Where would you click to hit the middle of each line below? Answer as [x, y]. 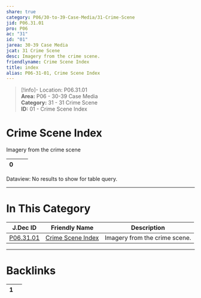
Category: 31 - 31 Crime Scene [59, 103]
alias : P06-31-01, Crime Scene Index [53, 73]
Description [148, 228]
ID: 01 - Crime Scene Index [54, 109]
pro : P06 [17, 28]
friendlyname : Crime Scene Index [48, 62]
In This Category [48, 209]
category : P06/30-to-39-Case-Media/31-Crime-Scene [71, 17]
